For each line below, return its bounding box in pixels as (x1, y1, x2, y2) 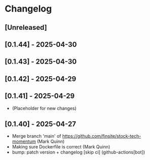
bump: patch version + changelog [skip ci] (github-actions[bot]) (12, 149, 145, 155)
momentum (12, 138, 36, 144)
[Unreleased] (5, 23, 47, 32)
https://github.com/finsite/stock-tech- (62, 133, 141, 139)
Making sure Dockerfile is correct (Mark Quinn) (12, 144, 111, 150)
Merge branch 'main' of (12, 133, 62, 139)
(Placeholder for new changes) (12, 105, 77, 111)
